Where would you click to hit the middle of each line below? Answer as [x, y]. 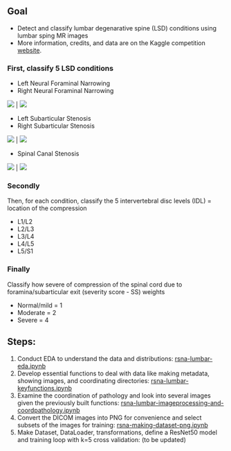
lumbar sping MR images [53, 35]
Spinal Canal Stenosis [48, 154]
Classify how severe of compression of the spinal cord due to [95, 284]
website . [29, 50]
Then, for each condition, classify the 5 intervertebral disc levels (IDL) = [110, 201]
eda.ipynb [31, 366]
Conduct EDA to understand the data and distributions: [95, 358]
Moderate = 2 [37, 312]
